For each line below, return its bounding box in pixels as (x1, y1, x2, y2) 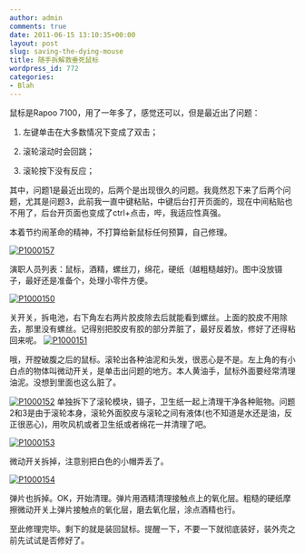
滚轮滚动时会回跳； (22, 146, 95, 156)
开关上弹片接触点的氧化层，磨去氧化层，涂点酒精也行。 (33, 504, 241, 515)
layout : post (9, 38, 59, 48)
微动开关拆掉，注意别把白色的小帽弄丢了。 (9, 456, 169, 467)
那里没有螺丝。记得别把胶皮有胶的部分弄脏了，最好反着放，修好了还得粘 (25, 323, 296, 334)
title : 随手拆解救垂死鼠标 (9, 55, 100, 65)
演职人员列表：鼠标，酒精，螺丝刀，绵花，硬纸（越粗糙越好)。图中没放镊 (9, 263, 283, 274)
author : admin (9, 13, 64, 23)
